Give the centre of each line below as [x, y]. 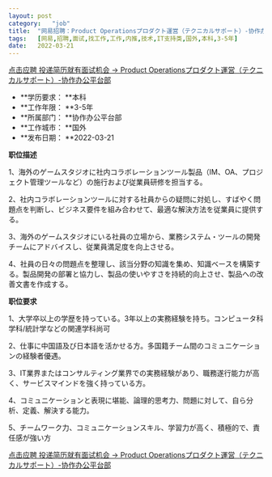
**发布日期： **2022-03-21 [67, 137]
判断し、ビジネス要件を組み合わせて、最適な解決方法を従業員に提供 [143, 209]
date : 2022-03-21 [41, 46]
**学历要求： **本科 [53, 97]
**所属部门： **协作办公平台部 [71, 117]
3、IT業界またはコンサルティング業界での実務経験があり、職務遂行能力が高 [134, 374]
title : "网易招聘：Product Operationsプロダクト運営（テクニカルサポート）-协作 [134, 31]
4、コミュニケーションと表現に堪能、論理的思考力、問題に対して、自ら [127, 400]
